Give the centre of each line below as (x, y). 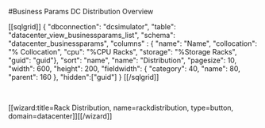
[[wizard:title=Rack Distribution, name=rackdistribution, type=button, (121, 107)
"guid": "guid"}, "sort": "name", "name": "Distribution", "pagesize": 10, (123, 60)
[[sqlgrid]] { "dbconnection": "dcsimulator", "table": (92, 26)
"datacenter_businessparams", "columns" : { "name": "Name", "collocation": (133, 43)
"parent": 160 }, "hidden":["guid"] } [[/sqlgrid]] (84, 77)
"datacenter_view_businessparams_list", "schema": (92, 35)
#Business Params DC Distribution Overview (81, 11)
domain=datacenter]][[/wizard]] (60, 116)
